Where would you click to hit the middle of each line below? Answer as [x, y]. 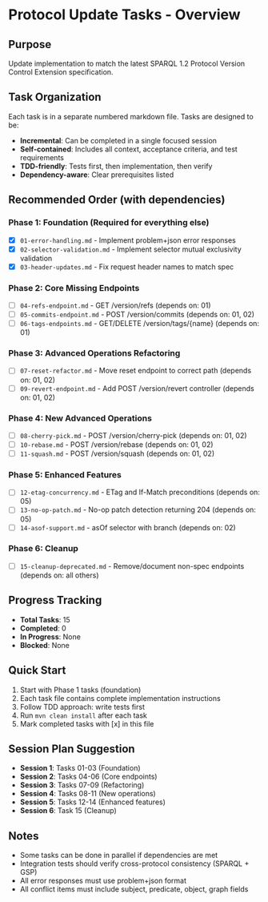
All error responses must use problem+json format [103, 881]
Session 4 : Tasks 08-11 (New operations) [88, 794]
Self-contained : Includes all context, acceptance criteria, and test [128, 149]
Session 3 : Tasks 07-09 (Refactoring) [82, 785]
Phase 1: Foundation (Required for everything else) [109, 223]
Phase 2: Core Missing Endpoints [74, 288]
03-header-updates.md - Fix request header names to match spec [127, 267]
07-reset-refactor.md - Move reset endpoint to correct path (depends [136, 371]
